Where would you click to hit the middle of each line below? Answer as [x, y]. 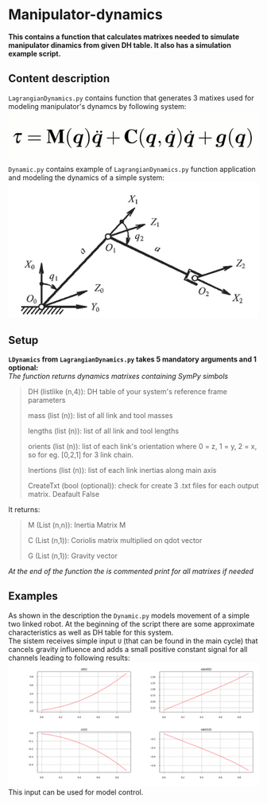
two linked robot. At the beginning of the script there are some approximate [132, 623]
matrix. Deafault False [64, 494]
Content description [59, 78]
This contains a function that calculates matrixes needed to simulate [124, 37]
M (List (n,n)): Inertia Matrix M [77, 525]
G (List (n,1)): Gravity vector [72, 556]
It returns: [24, 510]
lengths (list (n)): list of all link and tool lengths [103, 431]
